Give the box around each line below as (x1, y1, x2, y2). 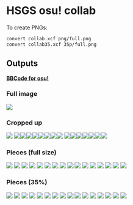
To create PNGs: (6, 24, 48, 31)
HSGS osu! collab (6, 4, 96, 18)
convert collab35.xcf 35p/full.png (6, 41, 97, 48)
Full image (6, 90, 38, 98)
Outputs (6, 59, 38, 69)
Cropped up (6, 118, 43, 127)
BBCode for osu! (6, 74, 49, 82)
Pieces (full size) (6, 148, 57, 157)
